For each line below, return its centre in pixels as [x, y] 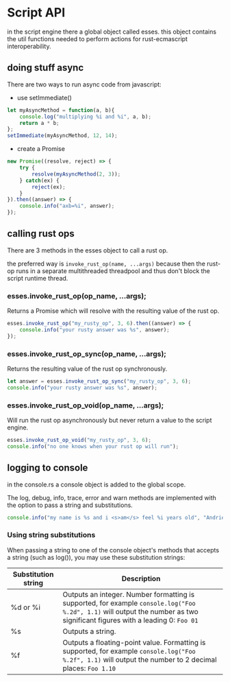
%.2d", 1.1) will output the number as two [130, 611]
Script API [36, 13]
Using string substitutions [51, 535]
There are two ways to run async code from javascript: [85, 84]
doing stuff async [46, 68]
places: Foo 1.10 [89, 668]
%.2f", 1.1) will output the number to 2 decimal [140, 659]
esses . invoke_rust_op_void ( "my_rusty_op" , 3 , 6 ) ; [79, 440]
